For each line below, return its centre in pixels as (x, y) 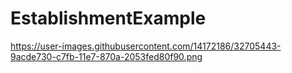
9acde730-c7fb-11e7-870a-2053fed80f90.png (106, 56)
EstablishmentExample (108, 18)
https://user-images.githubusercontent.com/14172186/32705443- (146, 46)
